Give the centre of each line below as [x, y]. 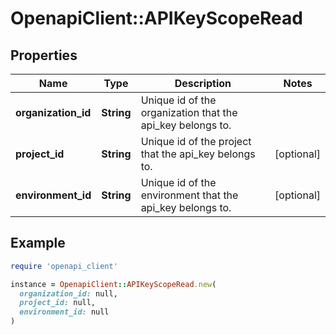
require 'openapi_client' [64, 266]
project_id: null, [58, 303]
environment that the [189, 195]
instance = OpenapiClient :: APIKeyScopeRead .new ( [113, 284]
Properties [44, 55]
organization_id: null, [68, 293]
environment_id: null [64, 312]
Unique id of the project [196, 141]
